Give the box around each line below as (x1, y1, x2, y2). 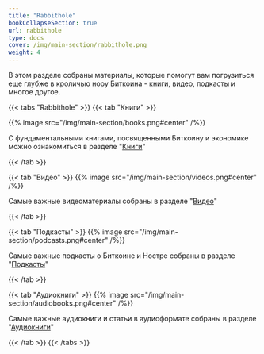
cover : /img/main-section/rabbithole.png (8, 41, 147, 49)
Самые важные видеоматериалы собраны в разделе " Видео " (8, 196, 218, 206)
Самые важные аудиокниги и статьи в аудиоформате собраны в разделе (8, 314, 257, 323)
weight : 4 (8, 48, 41, 56)
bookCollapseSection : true (8, 19, 98, 27)
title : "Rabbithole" (8, 11, 77, 20)
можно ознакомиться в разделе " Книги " (8, 142, 146, 151)
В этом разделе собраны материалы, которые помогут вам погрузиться (8, 71, 254, 79)
